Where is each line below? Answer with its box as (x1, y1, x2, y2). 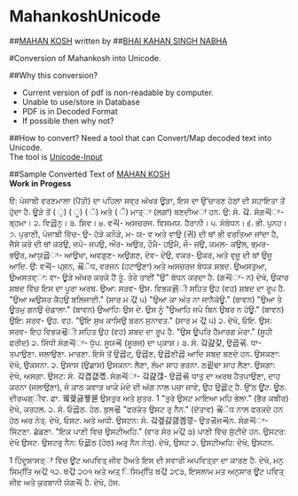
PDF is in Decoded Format (21, 106, 118, 116)
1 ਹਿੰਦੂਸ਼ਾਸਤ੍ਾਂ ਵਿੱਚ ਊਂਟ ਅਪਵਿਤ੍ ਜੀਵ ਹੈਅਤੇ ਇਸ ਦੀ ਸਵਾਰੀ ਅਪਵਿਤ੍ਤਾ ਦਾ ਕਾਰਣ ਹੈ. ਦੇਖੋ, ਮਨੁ (9, 454, 284, 465)
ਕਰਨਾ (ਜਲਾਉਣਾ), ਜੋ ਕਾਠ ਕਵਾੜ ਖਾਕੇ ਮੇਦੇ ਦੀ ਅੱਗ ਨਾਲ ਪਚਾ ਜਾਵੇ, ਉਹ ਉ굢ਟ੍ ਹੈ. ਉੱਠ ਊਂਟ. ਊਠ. (9, 382, 287, 392)
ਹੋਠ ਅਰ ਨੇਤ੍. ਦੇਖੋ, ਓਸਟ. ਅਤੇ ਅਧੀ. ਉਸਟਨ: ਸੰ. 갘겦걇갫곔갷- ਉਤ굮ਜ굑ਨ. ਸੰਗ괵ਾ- (9, 414, 269, 425)
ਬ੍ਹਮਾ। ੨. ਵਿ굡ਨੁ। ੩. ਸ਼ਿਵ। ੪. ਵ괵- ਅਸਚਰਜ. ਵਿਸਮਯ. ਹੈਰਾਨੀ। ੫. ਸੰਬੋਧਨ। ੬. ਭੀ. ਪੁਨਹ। (9, 217, 287, 228)
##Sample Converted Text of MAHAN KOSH (9, 169, 170, 179)
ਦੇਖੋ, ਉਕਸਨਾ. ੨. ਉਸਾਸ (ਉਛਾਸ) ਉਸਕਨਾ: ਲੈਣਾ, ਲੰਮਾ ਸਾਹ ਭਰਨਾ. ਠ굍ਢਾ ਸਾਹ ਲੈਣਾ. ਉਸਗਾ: (9, 359, 276, 370)
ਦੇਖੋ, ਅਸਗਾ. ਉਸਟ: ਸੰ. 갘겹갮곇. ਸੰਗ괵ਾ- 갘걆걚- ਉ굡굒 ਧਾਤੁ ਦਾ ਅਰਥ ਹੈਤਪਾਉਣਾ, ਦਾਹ (9, 370, 281, 381)
